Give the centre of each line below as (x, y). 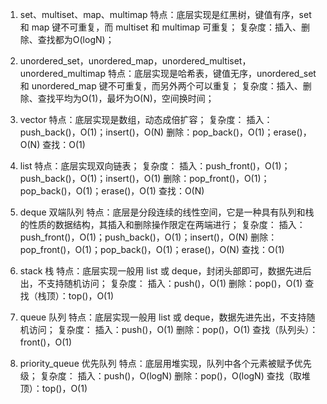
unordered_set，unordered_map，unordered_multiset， (135, 61)
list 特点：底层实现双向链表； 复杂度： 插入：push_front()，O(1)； (155, 166)
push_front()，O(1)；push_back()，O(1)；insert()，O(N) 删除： (148, 237)
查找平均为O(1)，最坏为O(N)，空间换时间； (126, 98)
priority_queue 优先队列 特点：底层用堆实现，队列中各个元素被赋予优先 (165, 363)
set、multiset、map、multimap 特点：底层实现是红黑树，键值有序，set (165, 14)
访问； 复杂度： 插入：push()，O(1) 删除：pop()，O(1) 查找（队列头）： (173, 329)
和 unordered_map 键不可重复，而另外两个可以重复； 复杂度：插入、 (161, 86)
